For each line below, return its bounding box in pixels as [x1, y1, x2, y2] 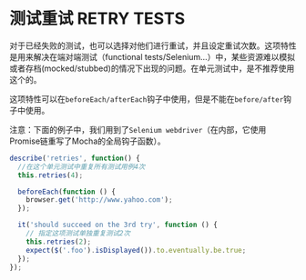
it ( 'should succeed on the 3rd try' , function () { [17, 220, 219, 230]
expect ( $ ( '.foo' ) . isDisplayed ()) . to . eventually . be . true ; [25, 245, 247, 255]
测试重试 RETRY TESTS [9, 8, 186, 29]
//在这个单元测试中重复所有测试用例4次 [17, 162, 146, 171]
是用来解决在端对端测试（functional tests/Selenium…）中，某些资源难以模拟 [9, 51, 296, 62]
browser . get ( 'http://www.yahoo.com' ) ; [25, 195, 173, 205]
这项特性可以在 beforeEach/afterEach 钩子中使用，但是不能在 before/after [9, 93, 284, 105]
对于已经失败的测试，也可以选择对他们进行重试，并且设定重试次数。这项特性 [9, 40, 297, 51]
